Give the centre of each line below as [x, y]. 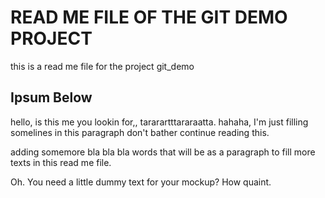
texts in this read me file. [61, 162]
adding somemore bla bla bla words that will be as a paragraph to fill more [163, 152]
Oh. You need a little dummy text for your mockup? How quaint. [141, 182]
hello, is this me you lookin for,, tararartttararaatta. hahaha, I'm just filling [159, 122]
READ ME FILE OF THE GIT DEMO [149, 17]
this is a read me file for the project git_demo [102, 66]
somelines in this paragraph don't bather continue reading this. [140, 132]
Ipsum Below [51, 97]
